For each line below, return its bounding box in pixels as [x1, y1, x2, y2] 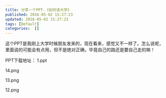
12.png [5, 87, 19, 93]
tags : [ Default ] [5, 21, 39, 27]
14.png [5, 67, 19, 73]
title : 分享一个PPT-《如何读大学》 [5, 7, 71, 13]
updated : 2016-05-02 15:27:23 [5, 17, 69, 22]
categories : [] [5, 26, 39, 31]
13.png [5, 77, 19, 83]
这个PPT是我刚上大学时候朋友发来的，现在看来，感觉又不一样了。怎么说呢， [5, 41, 163, 47]
